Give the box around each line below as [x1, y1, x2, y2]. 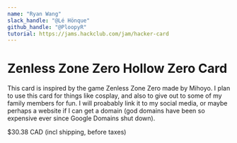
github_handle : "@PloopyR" [7, 23, 87, 30]
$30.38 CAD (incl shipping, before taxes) [7, 128, 127, 137]
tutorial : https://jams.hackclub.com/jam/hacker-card [7, 30, 170, 38]
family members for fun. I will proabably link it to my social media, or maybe [7, 99, 228, 108]
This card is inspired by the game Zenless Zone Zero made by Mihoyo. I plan [7, 84, 231, 93]
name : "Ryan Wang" [7, 10, 62, 18]
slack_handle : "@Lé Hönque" [7, 17, 91, 24]
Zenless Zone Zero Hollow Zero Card [7, 61, 228, 76]
